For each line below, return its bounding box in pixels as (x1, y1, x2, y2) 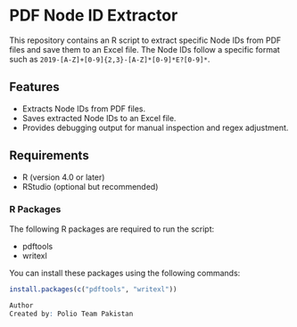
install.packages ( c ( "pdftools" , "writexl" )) (9, 284, 177, 294)
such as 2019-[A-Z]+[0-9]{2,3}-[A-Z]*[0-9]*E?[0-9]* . (9, 53, 210, 64)
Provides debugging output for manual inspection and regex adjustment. (21, 122, 289, 133)
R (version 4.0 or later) (21, 171, 105, 183)
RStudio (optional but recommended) (21, 181, 159, 192)
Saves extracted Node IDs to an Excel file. (21, 112, 177, 123)
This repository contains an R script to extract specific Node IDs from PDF (9, 35, 282, 45)
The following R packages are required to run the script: (9, 224, 215, 234)
